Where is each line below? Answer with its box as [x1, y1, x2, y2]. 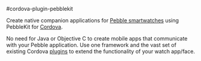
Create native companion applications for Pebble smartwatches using [6, 17, 179, 24]
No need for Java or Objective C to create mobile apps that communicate [6, 35, 188, 42]
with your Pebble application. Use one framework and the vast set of [6, 42, 176, 48]
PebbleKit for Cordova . [6, 24, 63, 30]
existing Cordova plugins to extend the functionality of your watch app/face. [6, 48, 196, 55]
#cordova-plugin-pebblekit [6, 5, 73, 12]
